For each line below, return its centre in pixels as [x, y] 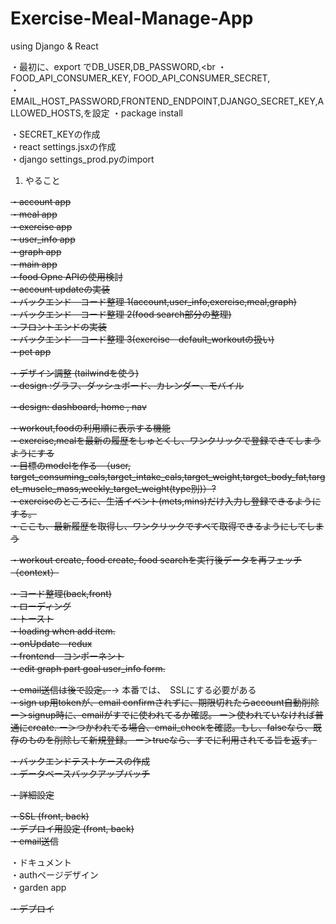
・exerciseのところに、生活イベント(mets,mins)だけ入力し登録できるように [166, 501]
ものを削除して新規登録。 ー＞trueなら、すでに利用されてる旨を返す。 [172, 739]
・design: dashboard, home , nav [78, 406]
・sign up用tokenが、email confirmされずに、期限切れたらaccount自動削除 [165, 702]
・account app [41, 201]
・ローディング [41, 606]
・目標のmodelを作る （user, [71, 465]
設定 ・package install [137, 113]
